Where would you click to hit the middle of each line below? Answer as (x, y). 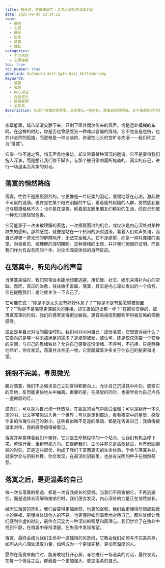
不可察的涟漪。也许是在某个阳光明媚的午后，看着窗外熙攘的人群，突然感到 (80, 202)
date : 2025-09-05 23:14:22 (33, 14)
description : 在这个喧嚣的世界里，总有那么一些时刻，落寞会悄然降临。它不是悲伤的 (80, 111)
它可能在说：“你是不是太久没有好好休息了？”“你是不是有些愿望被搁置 (75, 302)
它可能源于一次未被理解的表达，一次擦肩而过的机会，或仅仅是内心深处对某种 (82, 225)
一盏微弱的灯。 (20, 398)
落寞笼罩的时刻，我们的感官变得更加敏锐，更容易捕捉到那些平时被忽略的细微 (82, 315)
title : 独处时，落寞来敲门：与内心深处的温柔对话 (49, 10)
